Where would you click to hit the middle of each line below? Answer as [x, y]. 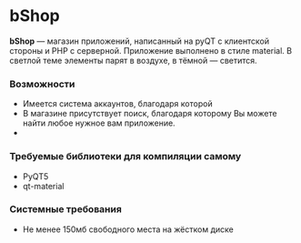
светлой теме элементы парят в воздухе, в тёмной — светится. [133, 60]
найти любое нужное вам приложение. [99, 123]
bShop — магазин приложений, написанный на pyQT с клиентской [140, 41]
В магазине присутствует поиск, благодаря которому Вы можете [150, 114]
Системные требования [66, 209]
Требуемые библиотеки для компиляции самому [125, 157]
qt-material [43, 186]
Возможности [42, 84]
